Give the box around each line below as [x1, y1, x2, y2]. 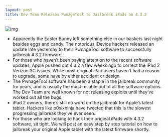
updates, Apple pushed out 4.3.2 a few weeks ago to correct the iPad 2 [12, 62, 160, 68]
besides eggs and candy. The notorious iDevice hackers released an [12, 41, 154, 47]
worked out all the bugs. [12, 94, 63, 100]
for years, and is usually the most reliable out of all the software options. [12, 83, 162, 89]
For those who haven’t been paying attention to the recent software [12, 57, 152, 63]
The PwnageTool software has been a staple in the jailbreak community [12, 78, 160, 84]
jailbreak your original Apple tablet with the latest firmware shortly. [12, 126, 150, 132]
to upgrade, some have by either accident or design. [12, 73, 121, 79]
